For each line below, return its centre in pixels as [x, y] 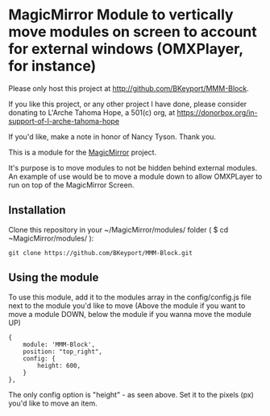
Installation [37, 210]
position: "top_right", [63, 352]
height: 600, [59, 365]
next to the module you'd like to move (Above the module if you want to [127, 305]
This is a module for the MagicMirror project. [83, 152]
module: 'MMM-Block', [59, 344]
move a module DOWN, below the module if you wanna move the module [130, 314]
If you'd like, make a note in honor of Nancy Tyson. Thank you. [112, 136]
